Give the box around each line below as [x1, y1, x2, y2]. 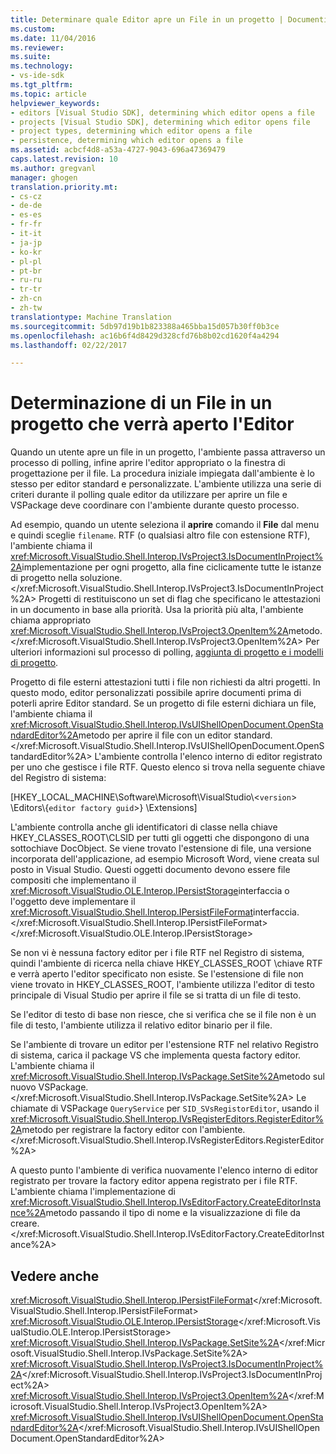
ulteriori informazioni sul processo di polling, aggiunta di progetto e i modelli [10, 646, 324, 658]
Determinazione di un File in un [10, 392, 273, 415]
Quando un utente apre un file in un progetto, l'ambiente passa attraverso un [10, 446, 326, 458]
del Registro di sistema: [10, 772, 107, 784]
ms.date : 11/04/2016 [10, 33, 97, 43]
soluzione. [79, 572, 123, 584]
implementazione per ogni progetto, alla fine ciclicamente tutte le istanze [21, 561, 322, 573]
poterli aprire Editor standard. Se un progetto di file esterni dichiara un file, [10, 697, 317, 710]
